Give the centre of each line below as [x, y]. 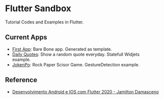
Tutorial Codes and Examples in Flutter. [44, 22]
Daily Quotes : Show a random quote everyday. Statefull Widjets [76, 54]
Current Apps [26, 37]
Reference [21, 80]
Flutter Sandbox [38, 9]
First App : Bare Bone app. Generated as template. [62, 49]
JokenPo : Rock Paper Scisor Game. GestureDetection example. [76, 64]
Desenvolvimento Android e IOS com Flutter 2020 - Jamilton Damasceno [85, 92]
